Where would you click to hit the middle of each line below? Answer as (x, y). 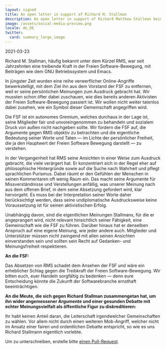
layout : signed (21, 10)
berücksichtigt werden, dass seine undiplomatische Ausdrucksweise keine (81, 200)
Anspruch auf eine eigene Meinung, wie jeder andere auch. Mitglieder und (81, 230)
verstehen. (16, 148)
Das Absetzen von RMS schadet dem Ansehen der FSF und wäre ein (75, 265)
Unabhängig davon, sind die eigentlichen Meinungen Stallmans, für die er (80, 215)
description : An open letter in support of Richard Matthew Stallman (78, 19)
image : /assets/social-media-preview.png (48, 23)
